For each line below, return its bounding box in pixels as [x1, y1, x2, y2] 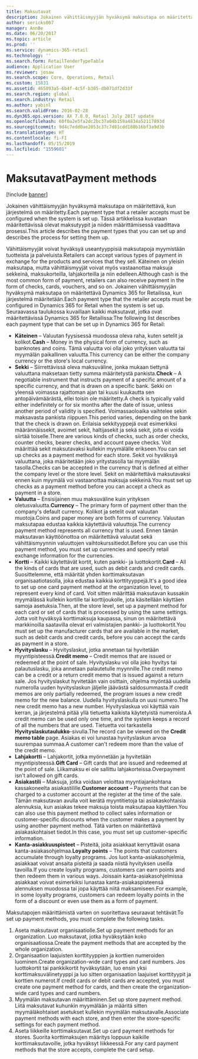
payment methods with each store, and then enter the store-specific [14, 1015, 181, 1022]
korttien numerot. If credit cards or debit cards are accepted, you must [14, 977, 184, 984]
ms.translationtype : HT [6, 129, 65, 136]
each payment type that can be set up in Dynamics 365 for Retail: [6, 320, 166, 328]
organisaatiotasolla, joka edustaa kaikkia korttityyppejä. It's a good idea [14, 577, 187, 584]
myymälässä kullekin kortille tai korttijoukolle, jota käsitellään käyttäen [14, 596, 184, 603]
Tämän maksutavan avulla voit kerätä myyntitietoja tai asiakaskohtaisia [14, 797, 186, 804]
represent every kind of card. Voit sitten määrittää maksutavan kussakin [14, 590, 189, 597]
